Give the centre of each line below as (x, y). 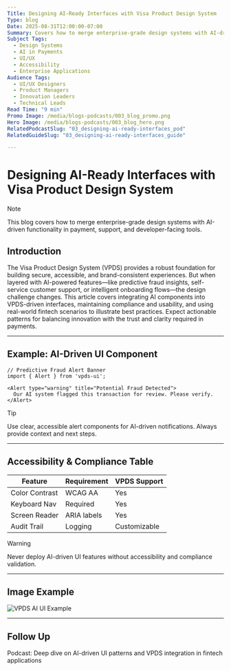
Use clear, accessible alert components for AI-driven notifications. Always (112, 426)
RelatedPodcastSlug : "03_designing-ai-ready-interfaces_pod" (97, 129)
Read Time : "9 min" (35, 109)
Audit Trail (27, 526)
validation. (22, 564)
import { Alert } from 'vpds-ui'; (57, 376)
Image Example (41, 592)
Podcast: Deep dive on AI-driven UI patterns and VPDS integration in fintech (115, 653)
